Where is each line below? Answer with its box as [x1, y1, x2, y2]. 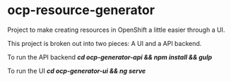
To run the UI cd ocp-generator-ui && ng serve [7, 66, 146, 75]
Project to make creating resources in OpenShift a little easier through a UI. [7, 25, 225, 34]
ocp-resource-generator [7, 2, 155, 18]
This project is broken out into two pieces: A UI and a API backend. [7, 39, 202, 47]
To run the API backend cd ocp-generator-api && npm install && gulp [7, 52, 213, 61]
